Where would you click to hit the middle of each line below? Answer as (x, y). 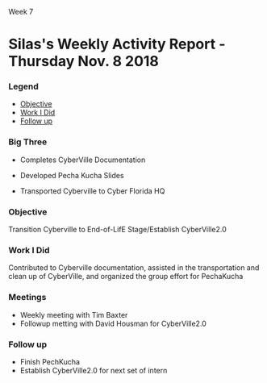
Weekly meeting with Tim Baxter (74, 314)
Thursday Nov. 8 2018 (84, 62)
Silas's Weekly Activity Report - (117, 44)
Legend (23, 86)
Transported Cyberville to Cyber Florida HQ (92, 191)
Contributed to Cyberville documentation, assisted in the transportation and (134, 268)
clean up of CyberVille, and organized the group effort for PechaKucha (126, 277)
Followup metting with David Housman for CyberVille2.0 (113, 323)
